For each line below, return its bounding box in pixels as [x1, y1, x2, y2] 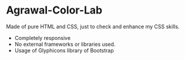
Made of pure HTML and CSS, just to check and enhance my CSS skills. [6, 23, 180, 30]
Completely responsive [14, 34, 71, 41]
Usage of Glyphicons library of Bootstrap [14, 46, 115, 54]
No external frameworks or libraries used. [14, 41, 116, 48]
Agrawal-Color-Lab [6, 4, 103, 17]
